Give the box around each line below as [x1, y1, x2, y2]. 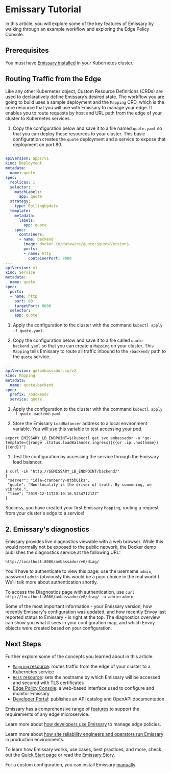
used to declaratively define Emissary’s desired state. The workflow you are [5, 93, 165, 100]
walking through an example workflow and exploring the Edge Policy [5, 26, 150, 32]
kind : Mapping [5, 373, 36, 378]
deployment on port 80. [12, 142, 63, 148]
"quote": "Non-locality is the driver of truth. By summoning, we [7, 482, 152, 487]
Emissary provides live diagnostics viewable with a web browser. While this [5, 538, 163, 545]
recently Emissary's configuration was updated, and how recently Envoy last [5, 609, 166, 615]
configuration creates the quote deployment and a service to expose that [12, 136, 166, 142]
